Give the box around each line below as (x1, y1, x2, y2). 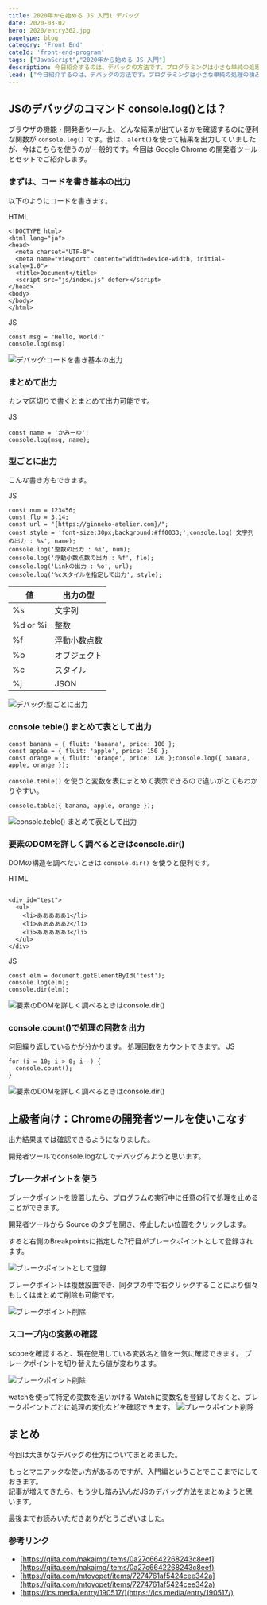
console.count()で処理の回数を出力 (8, 1022, 145, 1033)
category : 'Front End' (8, 41, 83, 49)
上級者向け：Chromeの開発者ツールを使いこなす (8, 1112, 248, 1125)
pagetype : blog (8, 33, 59, 42)
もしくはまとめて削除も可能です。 (8, 1290, 119, 1300)
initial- (196, 255, 226, 263)
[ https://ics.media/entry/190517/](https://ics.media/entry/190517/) (19, 1588, 234, 1597)
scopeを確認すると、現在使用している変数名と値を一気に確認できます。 (8, 1348, 244, 1358)
